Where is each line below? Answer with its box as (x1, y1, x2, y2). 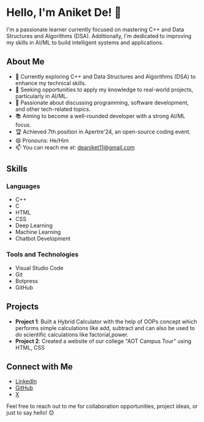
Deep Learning (15, 222, 53, 229)
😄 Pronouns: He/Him (15, 137, 69, 144)
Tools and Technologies (6, 251, 79, 259)
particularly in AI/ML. (15, 92, 68, 100)
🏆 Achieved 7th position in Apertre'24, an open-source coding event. (15, 128, 191, 135)
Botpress (15, 277, 38, 284)
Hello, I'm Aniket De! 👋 (6, 6, 122, 20)
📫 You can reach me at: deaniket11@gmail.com (15, 143, 135, 151)
